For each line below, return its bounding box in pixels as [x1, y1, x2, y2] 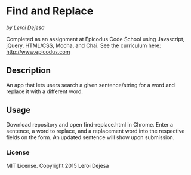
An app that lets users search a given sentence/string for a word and [6, 81, 175, 88]
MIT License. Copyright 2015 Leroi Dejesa [6, 162, 109, 169]
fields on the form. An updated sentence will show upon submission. [6, 133, 175, 141]
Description [6, 66, 51, 76]
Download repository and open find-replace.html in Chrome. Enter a [6, 121, 174, 128]
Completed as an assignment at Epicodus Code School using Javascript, [6, 35, 185, 42]
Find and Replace [6, 4, 94, 18]
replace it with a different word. [6, 88, 84, 95]
